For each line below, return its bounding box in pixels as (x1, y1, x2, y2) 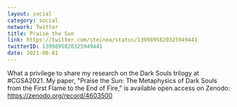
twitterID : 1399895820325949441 (7, 43, 103, 50)
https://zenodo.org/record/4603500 (7, 91, 113, 99)
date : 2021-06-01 (7, 50, 59, 57)
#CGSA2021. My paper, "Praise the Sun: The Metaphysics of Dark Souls (7, 76, 218, 84)
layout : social (7, 10, 52, 18)
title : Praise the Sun (7, 30, 74, 37)
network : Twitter (7, 23, 59, 30)
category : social (7, 17, 59, 24)
